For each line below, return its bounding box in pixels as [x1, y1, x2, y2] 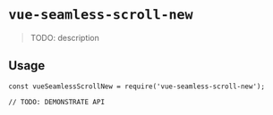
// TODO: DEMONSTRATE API [8, 97, 105, 106]
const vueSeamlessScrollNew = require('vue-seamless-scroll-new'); [8, 82, 266, 91]
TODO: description [30, 32, 100, 43]
